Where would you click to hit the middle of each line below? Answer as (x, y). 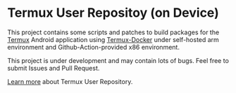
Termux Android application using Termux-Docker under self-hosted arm (113, 39)
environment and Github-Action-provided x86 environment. (93, 47)
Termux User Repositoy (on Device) (113, 13)
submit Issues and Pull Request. (54, 68)
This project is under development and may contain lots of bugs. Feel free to (118, 60)
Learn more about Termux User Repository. (70, 81)
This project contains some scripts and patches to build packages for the (113, 32)
